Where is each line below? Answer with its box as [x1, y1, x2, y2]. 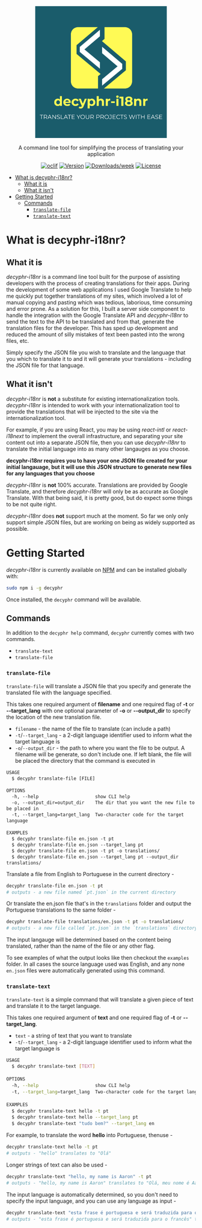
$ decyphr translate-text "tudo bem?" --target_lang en [11, 1121, 155, 1127]
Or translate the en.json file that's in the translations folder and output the [6, 900, 191, 907]
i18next [6, 432, 24, 439]
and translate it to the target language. [6, 1002, 101, 1009]
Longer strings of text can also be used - [6, 1161, 108, 1168]
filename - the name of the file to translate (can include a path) [14, 725, 171, 732]
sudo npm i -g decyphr [6, 584, 63, 591]
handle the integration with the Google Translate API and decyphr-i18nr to [6, 312, 189, 319]
